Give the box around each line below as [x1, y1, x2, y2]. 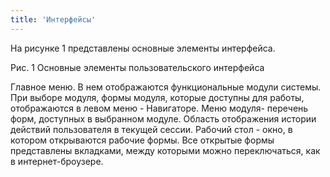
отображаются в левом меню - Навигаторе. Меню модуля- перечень [10, 102, 309, 114]
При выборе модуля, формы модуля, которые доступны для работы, [10, 91, 305, 103]
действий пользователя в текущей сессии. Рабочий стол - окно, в [10, 123, 293, 135]
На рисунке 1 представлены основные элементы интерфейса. [10, 42, 276, 54]
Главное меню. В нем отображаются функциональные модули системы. [10, 81, 322, 93]
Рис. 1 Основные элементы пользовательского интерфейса [10, 61, 265, 73]
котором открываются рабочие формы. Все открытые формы [10, 134, 275, 146]
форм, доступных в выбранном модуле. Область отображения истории [10, 112, 317, 125]
